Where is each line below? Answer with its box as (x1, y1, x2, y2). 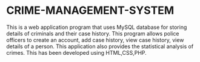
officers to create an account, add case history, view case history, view (6, 36, 184, 43)
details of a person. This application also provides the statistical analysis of (6, 43, 194, 50)
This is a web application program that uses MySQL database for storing (6, 23, 187, 31)
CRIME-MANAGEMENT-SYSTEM (6, 4, 175, 17)
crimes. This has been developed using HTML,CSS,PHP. (6, 49, 147, 56)
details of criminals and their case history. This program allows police (6, 29, 179, 37)
